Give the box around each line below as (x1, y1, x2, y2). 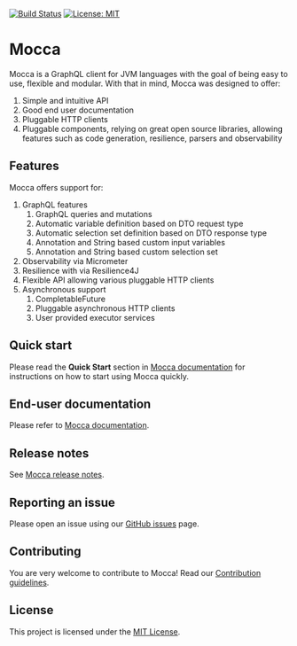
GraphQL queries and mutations (35, 208, 152, 219)
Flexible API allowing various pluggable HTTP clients (21, 275, 215, 285)
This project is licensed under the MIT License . (9, 626, 181, 637)
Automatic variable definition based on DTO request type (35, 218, 244, 229)
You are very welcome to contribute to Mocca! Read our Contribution (9, 567, 262, 578)
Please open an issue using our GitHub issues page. (9, 518, 199, 529)
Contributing (9, 544, 82, 559)
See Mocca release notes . (9, 470, 105, 480)
